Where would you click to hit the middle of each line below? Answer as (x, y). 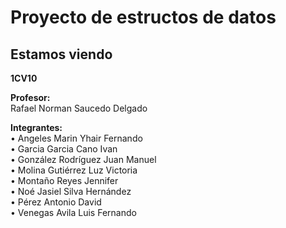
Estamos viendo (61, 54)
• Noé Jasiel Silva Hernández (71, 191)
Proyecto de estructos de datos (143, 17)
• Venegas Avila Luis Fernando (73, 212)
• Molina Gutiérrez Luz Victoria (74, 170)
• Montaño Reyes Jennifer (64, 180)
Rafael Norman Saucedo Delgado (79, 108)
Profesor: (30, 97)
